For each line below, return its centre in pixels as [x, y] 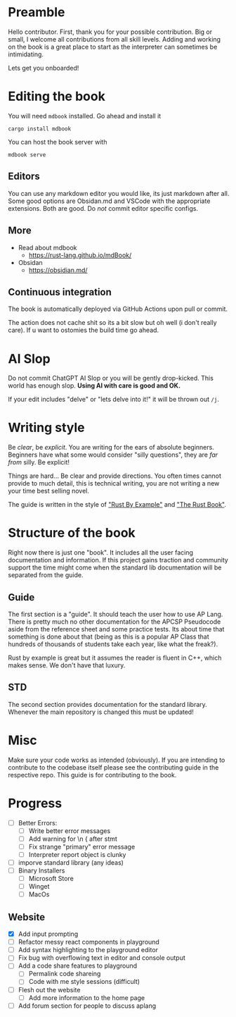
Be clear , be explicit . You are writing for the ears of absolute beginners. [111, 448]
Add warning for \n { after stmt [73, 839]
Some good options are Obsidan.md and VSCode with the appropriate [109, 201]
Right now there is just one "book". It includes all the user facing [101, 553]
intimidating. [26, 54]
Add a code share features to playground [78, 966]
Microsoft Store [51, 879]
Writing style [46, 428]
